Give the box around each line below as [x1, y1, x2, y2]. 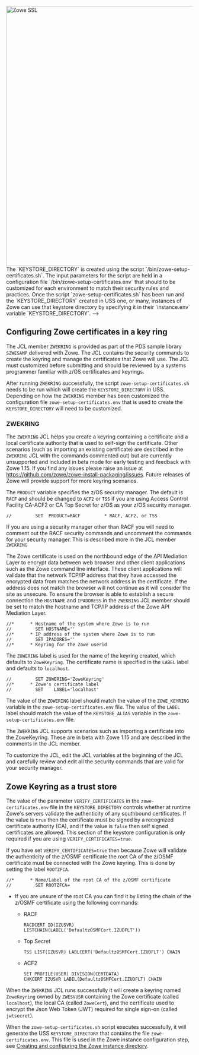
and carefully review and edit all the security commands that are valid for [6, 758, 185, 765]
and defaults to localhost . [6, 665, 70, 672]
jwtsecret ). [6, 1012, 34, 1019]
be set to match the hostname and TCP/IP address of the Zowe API [6, 603, 170, 611]
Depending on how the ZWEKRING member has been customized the [6, 392, 169, 399]
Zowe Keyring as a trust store [6, 781, 117, 792]
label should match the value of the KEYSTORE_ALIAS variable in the [6, 710, 167, 717]
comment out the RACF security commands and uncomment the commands [6, 530, 191, 537]
